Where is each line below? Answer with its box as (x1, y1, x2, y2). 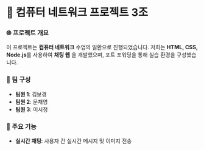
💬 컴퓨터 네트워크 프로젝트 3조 (6, 5, 149, 19)
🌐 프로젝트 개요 (6, 29, 49, 37)
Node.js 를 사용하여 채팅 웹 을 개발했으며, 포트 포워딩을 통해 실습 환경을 (6, 51, 175, 58)
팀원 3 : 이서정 (15, 106, 48, 113)
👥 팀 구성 (6, 75, 31, 84)
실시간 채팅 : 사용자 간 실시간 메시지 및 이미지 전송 (15, 137, 132, 145)
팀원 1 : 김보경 (15, 90, 47, 98)
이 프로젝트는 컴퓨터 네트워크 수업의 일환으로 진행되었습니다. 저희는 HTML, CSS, (6, 44, 198, 51)
